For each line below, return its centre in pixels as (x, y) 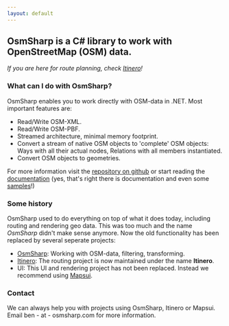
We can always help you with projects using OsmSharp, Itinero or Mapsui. (111, 308)
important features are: (39, 108)
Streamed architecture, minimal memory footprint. (88, 136)
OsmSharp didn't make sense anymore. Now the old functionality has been (113, 233)
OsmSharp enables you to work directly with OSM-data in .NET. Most (105, 101)
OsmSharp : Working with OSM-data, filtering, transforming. (101, 253)
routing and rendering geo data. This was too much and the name (100, 226)
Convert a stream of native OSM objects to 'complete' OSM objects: (113, 143)
